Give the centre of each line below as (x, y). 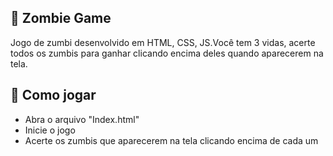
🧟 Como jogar (53, 95)
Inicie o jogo (50, 130)
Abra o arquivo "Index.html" (82, 119)
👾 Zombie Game (61, 18)
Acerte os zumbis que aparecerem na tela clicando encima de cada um (171, 140)
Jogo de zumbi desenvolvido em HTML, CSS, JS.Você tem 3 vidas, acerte (163, 42)
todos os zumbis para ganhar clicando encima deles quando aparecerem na (167, 53)
